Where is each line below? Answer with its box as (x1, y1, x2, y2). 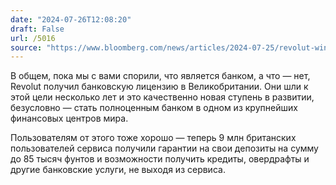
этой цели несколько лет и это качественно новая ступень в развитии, (10, 91, 315, 103)
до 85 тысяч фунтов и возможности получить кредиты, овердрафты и (10, 153, 310, 165)
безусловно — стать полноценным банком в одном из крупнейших (10, 102, 298, 114)
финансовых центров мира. (10, 112, 129, 125)
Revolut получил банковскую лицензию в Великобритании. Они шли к (10, 81, 309, 93)
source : (10, 42, 43, 53)
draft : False (10, 24, 65, 34)
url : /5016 (10, 33, 56, 43)
